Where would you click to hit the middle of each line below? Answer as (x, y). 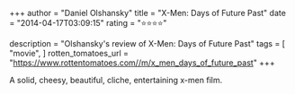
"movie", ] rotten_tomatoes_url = (69, 53)
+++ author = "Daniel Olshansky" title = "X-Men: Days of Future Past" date (147, 13)
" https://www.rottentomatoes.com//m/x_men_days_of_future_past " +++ (143, 63)
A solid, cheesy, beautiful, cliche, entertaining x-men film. (116, 80)
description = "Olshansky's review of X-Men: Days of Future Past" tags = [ (147, 43)
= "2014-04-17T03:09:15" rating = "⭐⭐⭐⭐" (88, 23)
